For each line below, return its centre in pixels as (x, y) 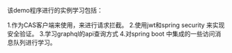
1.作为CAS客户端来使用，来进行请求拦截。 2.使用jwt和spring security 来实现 (116, 25)
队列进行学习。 (34, 43)
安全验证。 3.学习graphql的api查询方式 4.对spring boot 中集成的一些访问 (111, 34)
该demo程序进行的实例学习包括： (55, 10)
